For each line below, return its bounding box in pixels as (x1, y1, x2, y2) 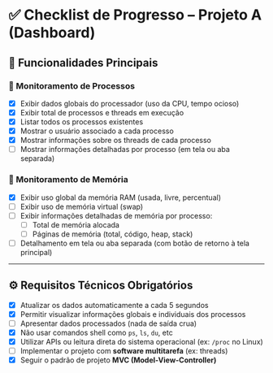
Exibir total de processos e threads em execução (19, 107, 184, 117)
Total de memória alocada (32, 219, 120, 229)
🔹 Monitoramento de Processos (8, 80, 136, 91)
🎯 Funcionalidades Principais (8, 55, 158, 70)
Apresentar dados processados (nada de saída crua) (19, 319, 197, 328)
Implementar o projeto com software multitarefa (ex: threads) (19, 346, 228, 356)
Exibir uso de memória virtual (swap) (19, 202, 144, 211)
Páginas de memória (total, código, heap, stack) (32, 229, 193, 239)
